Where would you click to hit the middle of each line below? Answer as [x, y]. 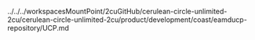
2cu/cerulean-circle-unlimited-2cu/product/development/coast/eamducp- [127, 20]
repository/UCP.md [38, 28]
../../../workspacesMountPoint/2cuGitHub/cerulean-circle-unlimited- [117, 11]
